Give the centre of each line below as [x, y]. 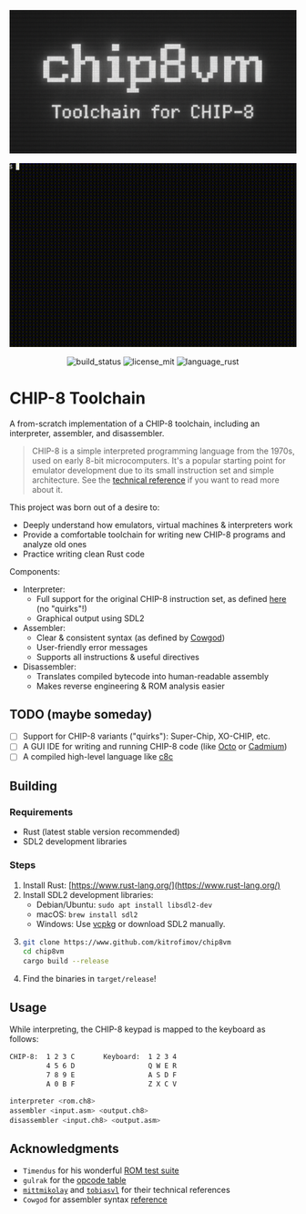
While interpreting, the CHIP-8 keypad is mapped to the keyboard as [138, 1029]
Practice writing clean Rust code [84, 554]
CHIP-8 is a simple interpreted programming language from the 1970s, [163, 451]
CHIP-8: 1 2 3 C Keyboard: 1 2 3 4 [93, 1056]
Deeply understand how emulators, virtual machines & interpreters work [158, 525]
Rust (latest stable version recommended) [101, 832]
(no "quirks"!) [62, 608]
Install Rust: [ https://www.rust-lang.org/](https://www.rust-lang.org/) [151, 885]
